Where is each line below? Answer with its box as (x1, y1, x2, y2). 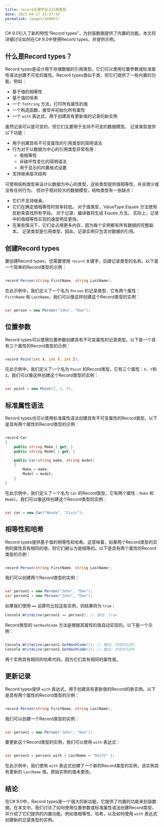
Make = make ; (22, 467, 49, 472)
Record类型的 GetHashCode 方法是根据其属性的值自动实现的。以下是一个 (5, 622, 149, 628)
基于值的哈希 (12, 95, 38, 101)
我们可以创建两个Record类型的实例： (5, 575, 80, 581)
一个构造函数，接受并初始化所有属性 (12, 107, 85, 113)
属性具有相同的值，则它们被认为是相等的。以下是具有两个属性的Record (13, 545, 156, 551)
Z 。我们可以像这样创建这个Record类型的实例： (5, 372, 99, 378)
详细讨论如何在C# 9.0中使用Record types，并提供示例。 (5, 36, 118, 42)
